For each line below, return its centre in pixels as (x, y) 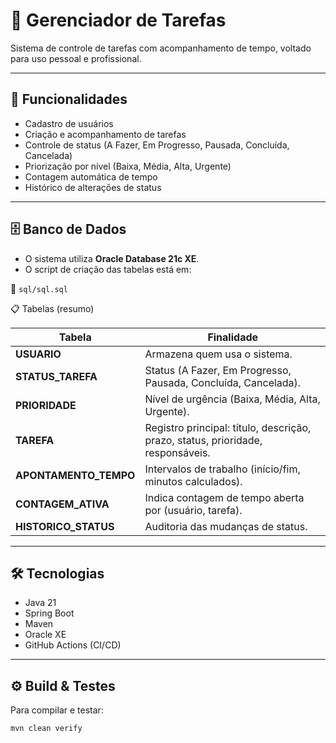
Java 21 (40, 603)
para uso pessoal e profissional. (76, 58)
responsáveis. (177, 452)
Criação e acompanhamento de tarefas (105, 134)
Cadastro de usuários (69, 123)
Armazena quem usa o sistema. (218, 354)
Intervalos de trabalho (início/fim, (222, 469)
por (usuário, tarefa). (193, 510)
